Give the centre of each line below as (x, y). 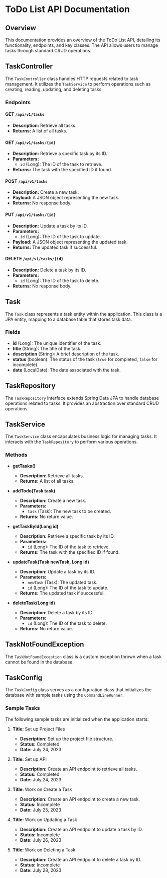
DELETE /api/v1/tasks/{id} (34, 259)
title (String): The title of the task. (47, 348)
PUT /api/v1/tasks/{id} (31, 214)
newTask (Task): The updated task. (62, 582)
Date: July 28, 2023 (41, 870)
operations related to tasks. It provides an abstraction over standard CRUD (82, 403)
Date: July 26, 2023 (41, 840)
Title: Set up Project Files (39, 729)
